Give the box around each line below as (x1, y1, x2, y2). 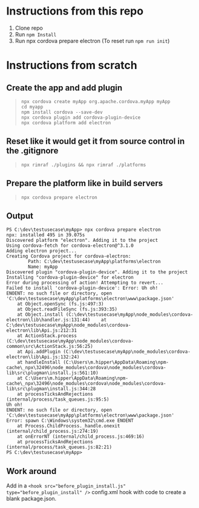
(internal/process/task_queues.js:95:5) (6, 396, 110, 403)
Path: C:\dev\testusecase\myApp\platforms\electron (28, 259, 161, 265)
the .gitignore (6, 145, 59, 156)
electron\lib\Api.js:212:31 (6, 327, 77, 334)
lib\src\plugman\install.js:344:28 (6, 386, 96, 392)
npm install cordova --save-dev (21, 109, 103, 115)
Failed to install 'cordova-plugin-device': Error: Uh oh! (6, 285, 158, 292)
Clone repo (15, 24, 44, 32)
